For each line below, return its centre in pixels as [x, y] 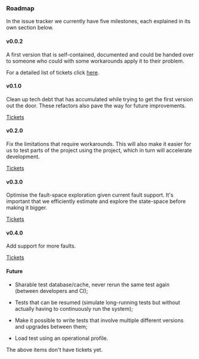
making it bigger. [27, 208]
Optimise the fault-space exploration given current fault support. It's [90, 195]
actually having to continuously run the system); [74, 308]
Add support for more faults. [41, 246]
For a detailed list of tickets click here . [53, 72]
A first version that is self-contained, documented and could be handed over [100, 54]
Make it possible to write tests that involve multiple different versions [99, 320]
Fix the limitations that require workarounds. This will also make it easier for [99, 143]
